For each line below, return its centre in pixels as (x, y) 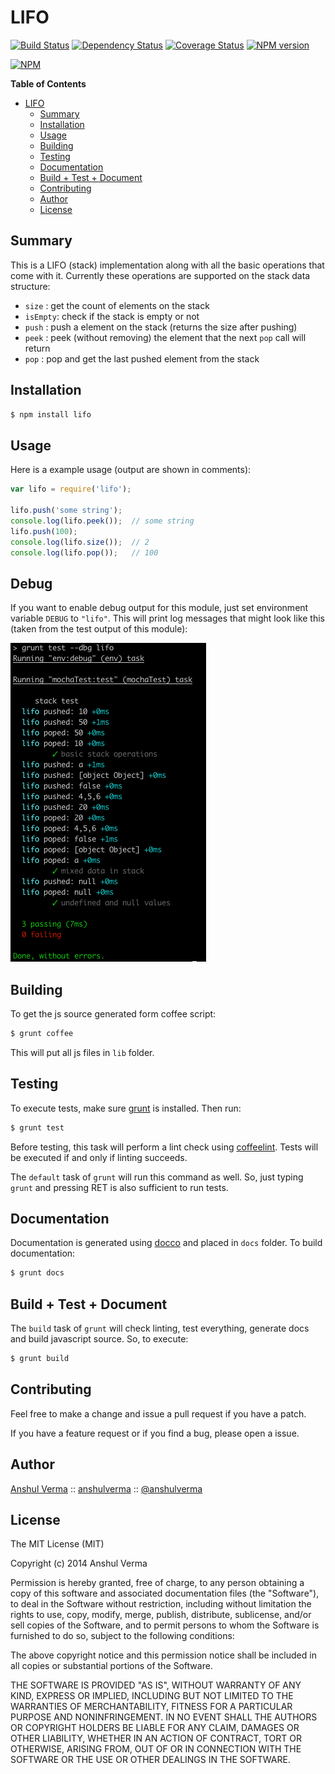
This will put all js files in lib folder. (82, 1052)
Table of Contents (48, 83)
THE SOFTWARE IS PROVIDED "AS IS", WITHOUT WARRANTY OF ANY (156, 1685)
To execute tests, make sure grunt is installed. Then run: (126, 1108)
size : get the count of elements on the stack (117, 305)
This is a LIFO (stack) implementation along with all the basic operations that (167, 265)
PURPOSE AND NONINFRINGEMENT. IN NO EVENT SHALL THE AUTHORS (164, 1717)
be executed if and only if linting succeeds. (99, 1157)
